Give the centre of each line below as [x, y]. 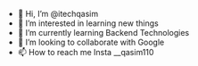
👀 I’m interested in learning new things [88, 23]
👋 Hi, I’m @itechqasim [58, 14]
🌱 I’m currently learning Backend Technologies [103, 33]
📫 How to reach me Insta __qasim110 [86, 52]
